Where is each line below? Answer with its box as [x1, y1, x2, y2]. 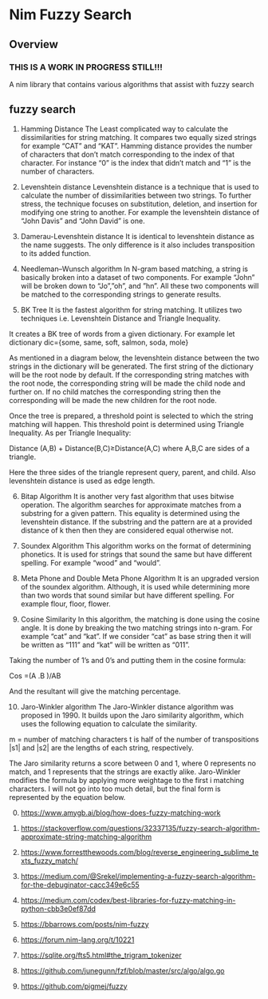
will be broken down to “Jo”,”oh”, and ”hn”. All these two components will [20, 281, 259, 290]
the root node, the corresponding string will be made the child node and [9, 378, 246, 388]
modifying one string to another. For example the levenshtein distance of [20, 207, 260, 217]
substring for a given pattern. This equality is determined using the [20, 508, 240, 517]
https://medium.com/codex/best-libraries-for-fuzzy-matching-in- [20, 895, 236, 905]
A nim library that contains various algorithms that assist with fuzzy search [9, 79, 254, 89]
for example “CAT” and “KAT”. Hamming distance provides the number [20, 141, 254, 150]
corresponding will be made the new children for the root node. [9, 395, 218, 405]
